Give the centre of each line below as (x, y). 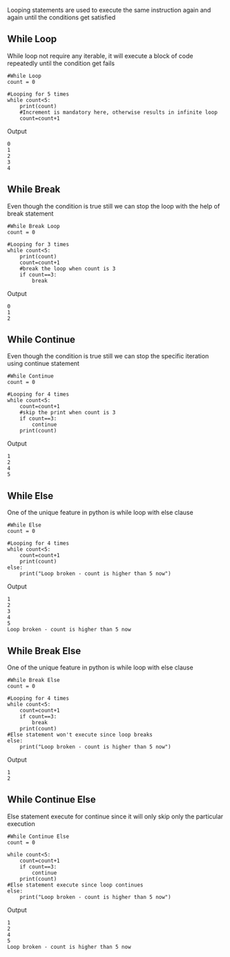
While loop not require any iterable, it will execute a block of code (100, 55)
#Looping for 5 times (38, 94)
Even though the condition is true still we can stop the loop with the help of (114, 206)
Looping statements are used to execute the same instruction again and (109, 10)
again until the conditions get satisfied (61, 17)
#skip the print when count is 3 (68, 413)
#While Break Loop (33, 226)
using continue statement (43, 364)
